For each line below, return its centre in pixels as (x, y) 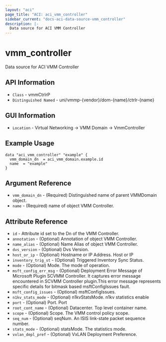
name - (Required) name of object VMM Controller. (63, 206)
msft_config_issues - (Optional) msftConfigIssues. (64, 292)
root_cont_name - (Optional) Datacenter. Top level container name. (80, 308)
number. (21, 324)
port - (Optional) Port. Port (40, 303)
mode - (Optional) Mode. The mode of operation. (61, 266)
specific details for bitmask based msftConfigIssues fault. (71, 287)
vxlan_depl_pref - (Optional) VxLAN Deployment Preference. (75, 335)
